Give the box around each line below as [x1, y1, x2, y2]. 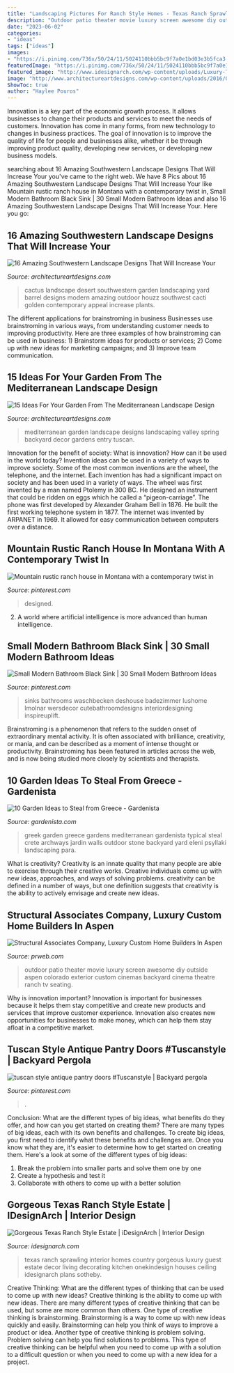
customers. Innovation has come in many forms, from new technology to [7, 122, 216, 130]
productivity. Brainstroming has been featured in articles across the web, [7, 747, 216, 756]
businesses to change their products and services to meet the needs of [7, 114, 212, 123]
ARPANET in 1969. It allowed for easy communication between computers [7, 515, 219, 523]
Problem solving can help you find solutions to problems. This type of [7, 1335, 207, 1344]
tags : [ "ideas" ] [7, 42, 54, 49]
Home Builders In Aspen [7, 920, 114, 932]
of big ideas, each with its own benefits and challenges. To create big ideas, [7, 1128, 226, 1136]
